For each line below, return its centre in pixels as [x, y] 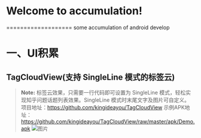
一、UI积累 [33, 53]
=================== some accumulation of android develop [88, 27]
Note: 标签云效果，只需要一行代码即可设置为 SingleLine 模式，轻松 [103, 92]
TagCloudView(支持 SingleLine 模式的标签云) [91, 77]
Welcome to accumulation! [74, 11]
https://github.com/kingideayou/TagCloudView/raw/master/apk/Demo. [108, 121]
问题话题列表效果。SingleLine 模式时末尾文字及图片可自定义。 [113, 100]
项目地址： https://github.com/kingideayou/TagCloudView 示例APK [103, 107]
